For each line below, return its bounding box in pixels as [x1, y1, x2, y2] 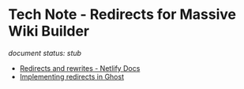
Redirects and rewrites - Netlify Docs [19, 63, 141, 72]
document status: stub [8, 48, 81, 57]
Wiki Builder [8, 22, 89, 40]
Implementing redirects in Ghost [19, 72, 125, 81]
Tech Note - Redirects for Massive [8, 6, 237, 24]
